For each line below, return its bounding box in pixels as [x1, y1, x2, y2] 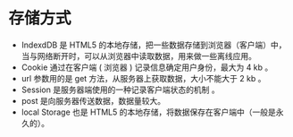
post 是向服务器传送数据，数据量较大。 [21, 95, 166, 106]
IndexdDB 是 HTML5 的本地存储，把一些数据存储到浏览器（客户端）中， [21, 39, 287, 50]
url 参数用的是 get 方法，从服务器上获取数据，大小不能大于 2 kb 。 [21, 73, 266, 83]
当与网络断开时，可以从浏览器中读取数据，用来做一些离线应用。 [21, 50, 256, 61]
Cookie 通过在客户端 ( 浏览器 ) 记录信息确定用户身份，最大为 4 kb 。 [21, 62, 273, 73]
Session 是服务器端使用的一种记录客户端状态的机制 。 [21, 84, 220, 95]
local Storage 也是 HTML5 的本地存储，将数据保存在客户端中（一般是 [21, 107, 276, 117]
